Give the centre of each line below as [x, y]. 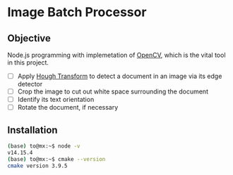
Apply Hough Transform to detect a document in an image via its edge [120, 76]
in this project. [28, 63]
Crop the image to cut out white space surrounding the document [113, 91]
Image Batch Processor [77, 12]
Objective [29, 38]
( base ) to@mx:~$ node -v [44, 146]
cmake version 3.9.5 [38, 166]
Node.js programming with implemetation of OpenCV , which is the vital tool [116, 55]
